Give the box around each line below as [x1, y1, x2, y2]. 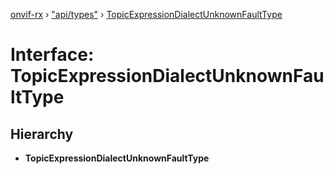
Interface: [10, 44, 95, 66]
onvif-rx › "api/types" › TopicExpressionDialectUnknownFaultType [10, 9, 283, 20]
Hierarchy [10, 125, 74, 143]
